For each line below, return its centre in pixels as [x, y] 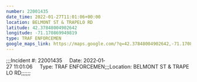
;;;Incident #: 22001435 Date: [44, 60]
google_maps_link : [28, 44]
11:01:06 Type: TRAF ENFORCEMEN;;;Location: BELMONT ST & [93, 66]
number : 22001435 [27, 11]
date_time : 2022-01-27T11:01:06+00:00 [53, 17]
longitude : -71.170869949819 [42, 33]
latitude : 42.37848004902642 [42, 28]
